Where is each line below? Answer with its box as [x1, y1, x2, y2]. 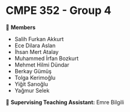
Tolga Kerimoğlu [14, 74, 56, 81]
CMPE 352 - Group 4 [5, 4, 112, 18]
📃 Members [5, 24, 36, 31]
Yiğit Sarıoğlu [14, 80, 49, 88]
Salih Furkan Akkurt [14, 35, 64, 42]
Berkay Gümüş [14, 67, 52, 74]
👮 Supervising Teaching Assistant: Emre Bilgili [5, 98, 125, 106]
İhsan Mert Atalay [14, 48, 59, 55]
